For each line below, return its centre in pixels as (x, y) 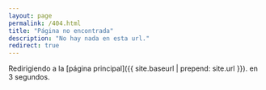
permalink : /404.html (45, 23)
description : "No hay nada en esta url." (79, 38)
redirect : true (34, 46)
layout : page (30, 16)
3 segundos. (29, 77)
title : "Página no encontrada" (61, 31)
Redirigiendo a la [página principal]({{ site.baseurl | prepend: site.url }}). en (133, 68)
